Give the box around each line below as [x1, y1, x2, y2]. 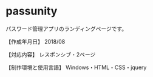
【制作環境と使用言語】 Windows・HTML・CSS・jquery [5, 64, 147, 71]
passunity [5, 4, 58, 18]
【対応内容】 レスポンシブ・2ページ [5, 50, 96, 58]
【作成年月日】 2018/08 [5, 38, 66, 45]
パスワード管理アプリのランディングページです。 [5, 25, 127, 32]
